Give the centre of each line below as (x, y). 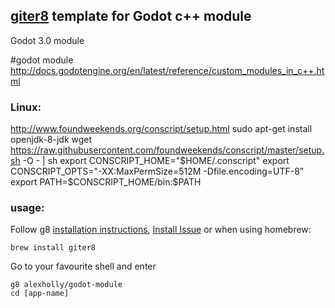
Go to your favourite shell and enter (83, 266)
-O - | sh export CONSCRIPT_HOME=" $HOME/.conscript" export (156, 161)
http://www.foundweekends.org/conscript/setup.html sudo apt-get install (161, 129)
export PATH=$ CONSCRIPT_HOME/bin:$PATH (106, 182)
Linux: (26, 107)
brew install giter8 (53, 248)
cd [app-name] (40, 294)
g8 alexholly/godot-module (66, 285)
